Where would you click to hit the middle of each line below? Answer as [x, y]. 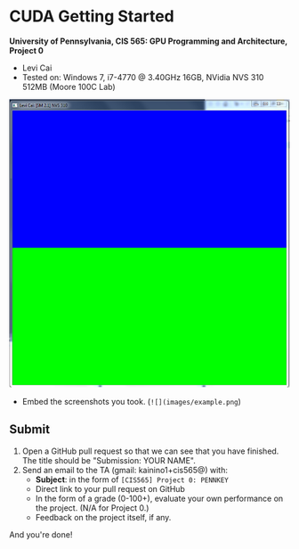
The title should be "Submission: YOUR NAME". [109, 460]
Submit [30, 430]
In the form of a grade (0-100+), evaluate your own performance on [159, 498]
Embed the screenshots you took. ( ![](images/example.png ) [132, 401]
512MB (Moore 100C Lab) [69, 86]
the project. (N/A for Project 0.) [92, 508]
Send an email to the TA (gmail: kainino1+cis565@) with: [125, 470]
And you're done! [41, 534]
